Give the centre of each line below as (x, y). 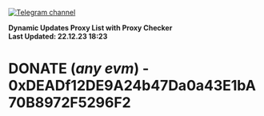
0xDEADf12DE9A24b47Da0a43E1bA (132, 86)
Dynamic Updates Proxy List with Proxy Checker (90, 28)
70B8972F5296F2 (70, 103)
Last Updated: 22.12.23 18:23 (58, 36)
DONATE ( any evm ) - (79, 69)
